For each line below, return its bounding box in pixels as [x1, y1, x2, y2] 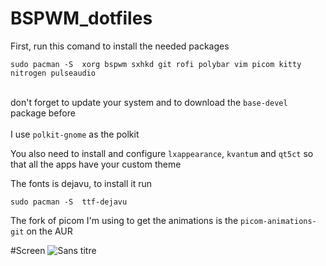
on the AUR [26, 225, 73, 237]
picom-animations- [240, 216, 317, 226]
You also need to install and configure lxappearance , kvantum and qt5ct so [10, 147, 314, 159]
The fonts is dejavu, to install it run [10, 177, 153, 189]
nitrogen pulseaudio [10, 68, 97, 78]
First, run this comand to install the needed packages [10, 40, 230, 52]
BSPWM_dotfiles [10, 7, 153, 30]
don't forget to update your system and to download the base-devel [10, 96, 288, 108]
